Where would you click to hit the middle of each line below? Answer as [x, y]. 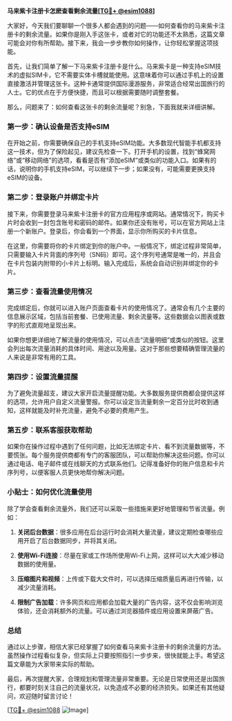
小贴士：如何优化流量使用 [50, 492]
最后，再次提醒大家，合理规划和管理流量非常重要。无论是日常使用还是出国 [113, 679]
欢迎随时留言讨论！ [46, 696]
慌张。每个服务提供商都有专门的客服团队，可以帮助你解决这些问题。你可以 [119, 455]
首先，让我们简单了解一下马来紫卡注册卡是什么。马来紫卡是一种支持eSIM [111, 66]
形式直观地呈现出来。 [49, 325]
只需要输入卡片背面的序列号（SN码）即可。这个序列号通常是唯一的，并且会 [114, 254]
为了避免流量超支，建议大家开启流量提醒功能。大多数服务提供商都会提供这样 [116, 393]
